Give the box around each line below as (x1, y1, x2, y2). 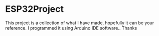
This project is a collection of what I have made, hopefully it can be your (5, 20, 154, 26)
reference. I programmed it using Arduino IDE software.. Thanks (5, 25, 137, 31)
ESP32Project (5, 3, 64, 15)
